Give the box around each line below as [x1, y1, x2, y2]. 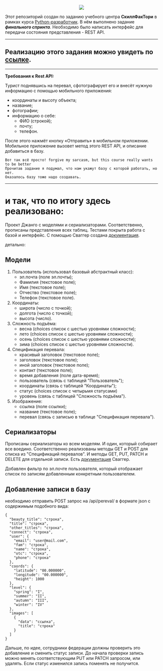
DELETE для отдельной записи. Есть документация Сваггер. [5, 456, 130, 462]
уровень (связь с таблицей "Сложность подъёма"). [19, 393, 126, 399]
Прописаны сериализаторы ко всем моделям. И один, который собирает [5, 441, 158, 447]
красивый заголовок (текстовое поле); [19, 352, 100, 357]
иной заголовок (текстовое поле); [19, 362, 90, 368]
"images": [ [9, 611, 34, 616]
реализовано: [5, 206, 64, 217]
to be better [5, 161, 32, 167]
